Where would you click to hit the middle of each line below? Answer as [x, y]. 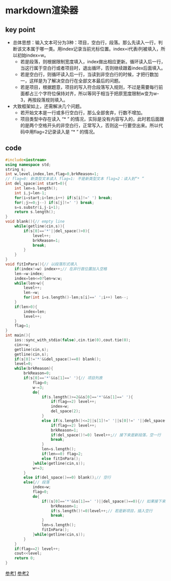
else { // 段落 [37, 483]
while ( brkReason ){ [34, 369]
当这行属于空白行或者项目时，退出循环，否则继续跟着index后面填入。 [93, 68]
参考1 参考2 [17, 573]
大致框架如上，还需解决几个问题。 [48, 106]
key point [20, 29]
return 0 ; [25, 558]
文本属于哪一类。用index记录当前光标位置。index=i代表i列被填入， [91, 49]
